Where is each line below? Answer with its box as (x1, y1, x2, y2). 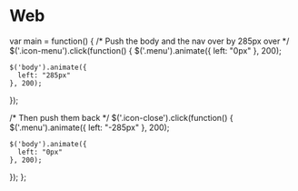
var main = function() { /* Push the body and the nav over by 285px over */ (9, 35, 290, 46)
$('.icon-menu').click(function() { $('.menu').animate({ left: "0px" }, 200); (9, 45, 282, 55)
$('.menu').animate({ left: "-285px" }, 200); (9, 122, 170, 133)
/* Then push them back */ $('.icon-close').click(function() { (9, 112, 233, 123)
